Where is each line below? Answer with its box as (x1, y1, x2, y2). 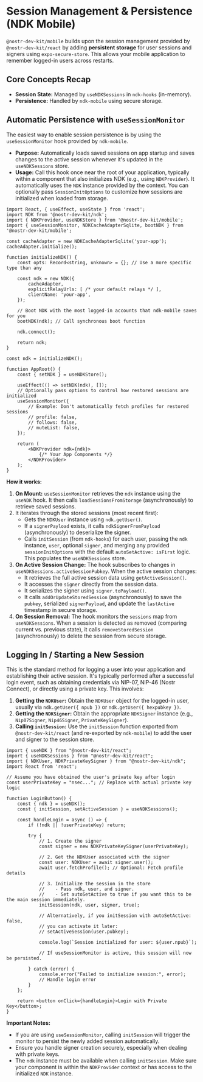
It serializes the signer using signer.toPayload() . (24, 586, 147, 594)
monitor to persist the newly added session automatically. (15, 1038, 160, 1045)
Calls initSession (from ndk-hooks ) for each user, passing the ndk (24, 535, 188, 543)
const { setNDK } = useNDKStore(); (17, 371, 108, 378)
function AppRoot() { (6, 366, 61, 372)
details (6, 870, 26, 876)
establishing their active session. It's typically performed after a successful (6, 672, 194, 680)
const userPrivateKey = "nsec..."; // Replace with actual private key (6, 779, 191, 786)
